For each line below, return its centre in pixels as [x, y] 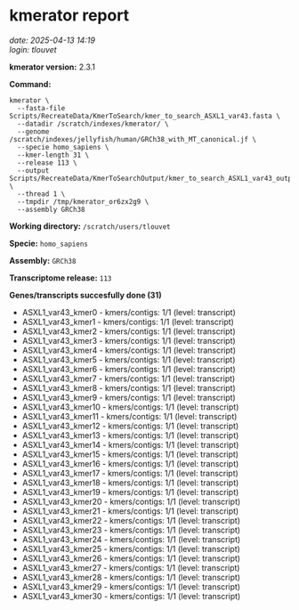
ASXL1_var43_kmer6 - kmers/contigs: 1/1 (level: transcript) [129, 369]
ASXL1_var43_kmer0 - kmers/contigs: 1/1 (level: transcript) [129, 312]
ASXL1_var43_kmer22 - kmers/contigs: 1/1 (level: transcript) [131, 520]
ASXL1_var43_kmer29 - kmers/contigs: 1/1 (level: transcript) [131, 586]
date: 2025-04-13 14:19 [53, 40]
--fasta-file [41, 108]
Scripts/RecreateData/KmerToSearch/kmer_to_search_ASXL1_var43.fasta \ [145, 116]
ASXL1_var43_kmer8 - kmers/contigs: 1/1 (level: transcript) [129, 387]
